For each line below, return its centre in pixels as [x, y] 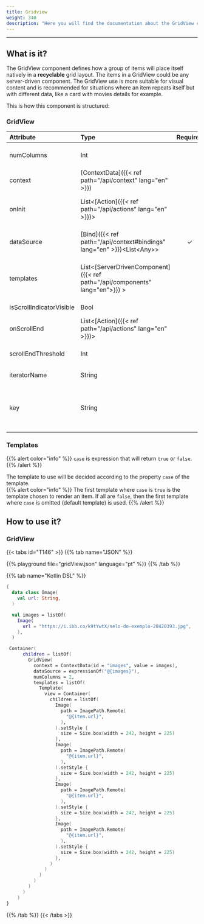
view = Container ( [68, 694]
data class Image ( [35, 593]
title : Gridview [27, 12]
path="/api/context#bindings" [123, 242]
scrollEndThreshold [37, 354]
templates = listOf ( [59, 682]
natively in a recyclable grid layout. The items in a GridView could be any [98, 75]
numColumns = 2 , [54, 677]
